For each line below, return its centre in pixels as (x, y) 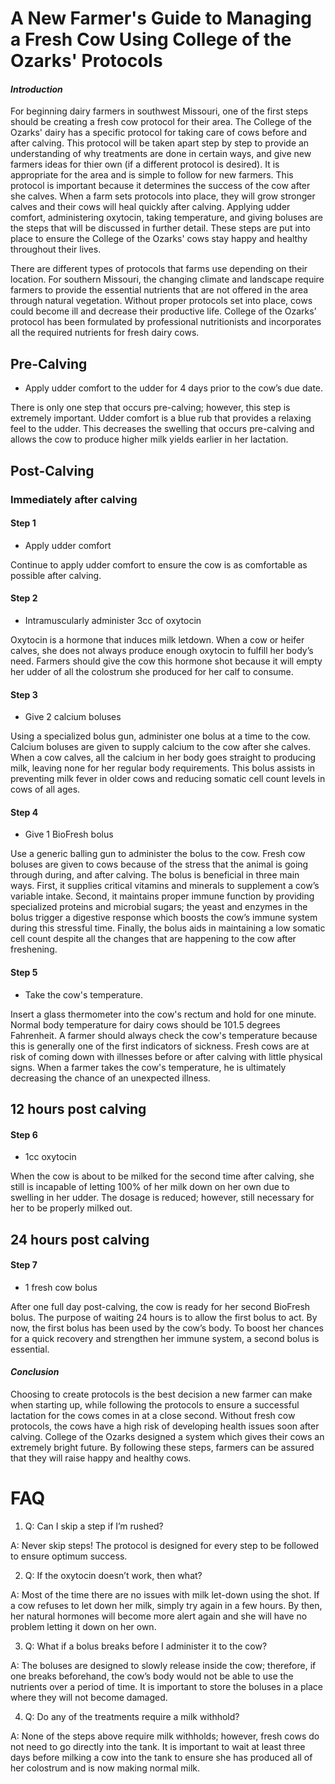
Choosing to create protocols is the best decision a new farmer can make (161, 1394)
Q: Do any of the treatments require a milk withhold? (132, 1716)
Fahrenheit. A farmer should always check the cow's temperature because (164, 1035)
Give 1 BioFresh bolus (69, 834)
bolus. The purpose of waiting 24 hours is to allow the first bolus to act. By (164, 1317)
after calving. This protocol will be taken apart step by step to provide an (160, 143)
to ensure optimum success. (69, 1556)
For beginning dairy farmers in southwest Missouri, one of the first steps (159, 111)
